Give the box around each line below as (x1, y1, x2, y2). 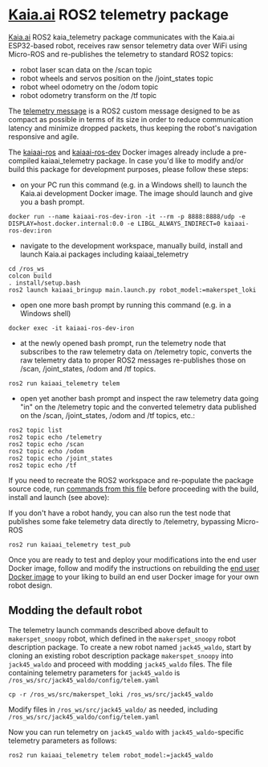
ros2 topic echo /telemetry (8, 433, 103, 441)
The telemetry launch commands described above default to (8, 625, 209, 634)
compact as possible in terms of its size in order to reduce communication (8, 114, 254, 124)
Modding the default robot (8, 604, 143, 617)
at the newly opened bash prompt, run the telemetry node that (19, 338, 226, 347)
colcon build (8, 272, 52, 280)
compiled (8, 155, 39, 166)
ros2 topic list (8, 426, 63, 434)
